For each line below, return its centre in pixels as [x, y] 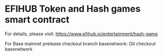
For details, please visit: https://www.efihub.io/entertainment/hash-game [81, 34]
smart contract [37, 20]
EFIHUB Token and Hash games [73, 9]
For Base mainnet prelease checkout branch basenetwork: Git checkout [80, 43]
